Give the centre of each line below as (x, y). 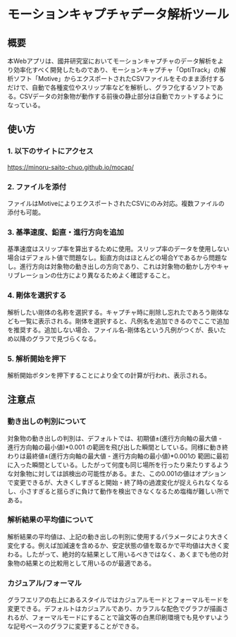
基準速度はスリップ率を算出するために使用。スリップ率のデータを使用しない (118, 249)
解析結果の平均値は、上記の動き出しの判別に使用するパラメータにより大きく (118, 536)
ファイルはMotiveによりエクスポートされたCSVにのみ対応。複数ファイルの (116, 203)
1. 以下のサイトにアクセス (50, 151)
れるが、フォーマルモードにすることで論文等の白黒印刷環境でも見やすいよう (118, 617)
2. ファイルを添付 (37, 186)
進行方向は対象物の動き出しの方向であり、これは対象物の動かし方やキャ (124, 267)
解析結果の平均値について (50, 520)
